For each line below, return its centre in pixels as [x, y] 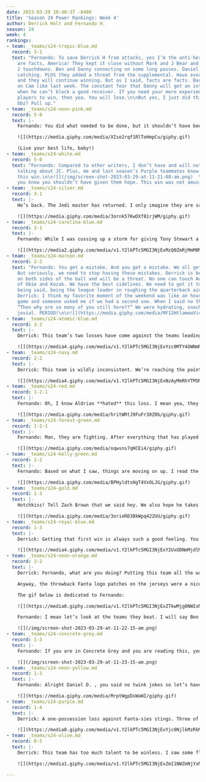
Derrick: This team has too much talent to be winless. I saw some [105, 753]
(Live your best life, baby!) [56, 148]
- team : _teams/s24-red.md [41, 386]
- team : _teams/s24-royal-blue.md [51, 522]
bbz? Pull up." [37, 103]
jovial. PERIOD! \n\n [44, 313]
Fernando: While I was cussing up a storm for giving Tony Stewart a [108, 239]
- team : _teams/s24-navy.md [42, 353]
